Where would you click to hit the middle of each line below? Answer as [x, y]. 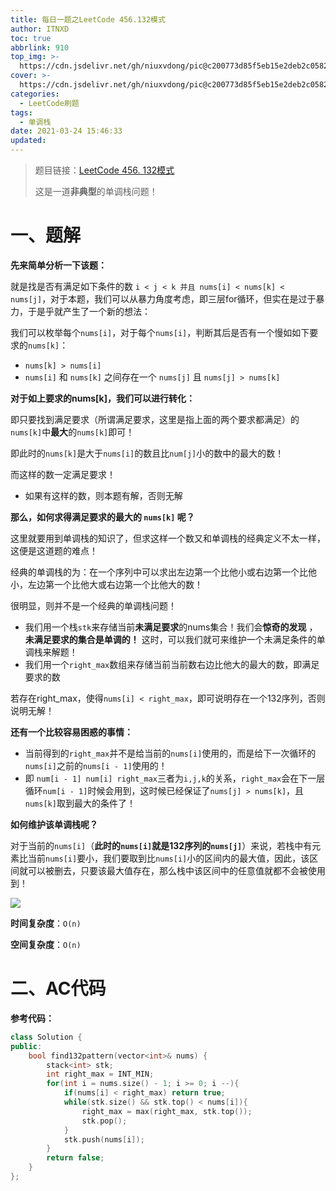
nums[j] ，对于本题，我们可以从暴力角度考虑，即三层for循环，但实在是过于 [163, 298]
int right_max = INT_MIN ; [100, 1074]
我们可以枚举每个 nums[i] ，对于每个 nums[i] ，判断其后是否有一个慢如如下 [160, 332]
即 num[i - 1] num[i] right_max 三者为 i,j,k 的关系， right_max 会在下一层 [175, 778]
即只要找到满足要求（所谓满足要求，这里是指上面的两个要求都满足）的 [155, 419]
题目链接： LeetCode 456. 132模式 [104, 170]
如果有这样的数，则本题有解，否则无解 [103, 495]
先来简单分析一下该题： [58, 265]
